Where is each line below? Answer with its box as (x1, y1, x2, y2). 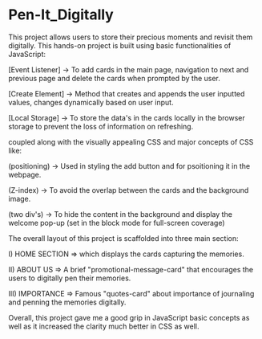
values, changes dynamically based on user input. (8, 97, 174, 107)
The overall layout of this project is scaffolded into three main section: (8, 233, 239, 243)
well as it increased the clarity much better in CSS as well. (8, 321, 200, 331)
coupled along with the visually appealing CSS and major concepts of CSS (8, 137, 254, 146)
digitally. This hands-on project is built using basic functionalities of (8, 40, 232, 50)
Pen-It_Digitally (8, 6, 114, 24)
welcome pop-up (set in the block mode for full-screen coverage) (8, 218, 226, 227)
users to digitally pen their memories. (8, 273, 131, 283)
